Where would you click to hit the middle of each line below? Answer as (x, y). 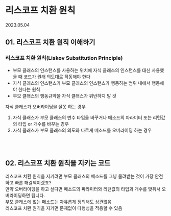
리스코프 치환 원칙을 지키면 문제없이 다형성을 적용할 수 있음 (64, 208)
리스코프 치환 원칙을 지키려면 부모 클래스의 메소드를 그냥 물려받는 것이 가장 (80, 176)
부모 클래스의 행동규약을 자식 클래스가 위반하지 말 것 (64, 95)
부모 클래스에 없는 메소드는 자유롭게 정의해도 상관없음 (58, 202)
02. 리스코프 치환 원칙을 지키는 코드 (58, 163)
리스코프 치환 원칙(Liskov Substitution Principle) (64, 58)
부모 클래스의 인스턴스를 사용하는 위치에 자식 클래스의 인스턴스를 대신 (81, 70)
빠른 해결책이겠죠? (33, 183)
